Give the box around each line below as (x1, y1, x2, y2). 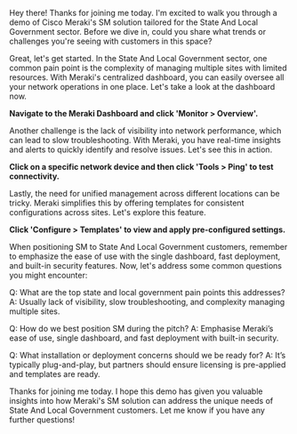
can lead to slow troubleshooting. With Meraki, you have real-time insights (9, 135, 282, 145)
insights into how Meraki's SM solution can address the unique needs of (9, 396, 274, 406)
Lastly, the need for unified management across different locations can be (9, 189, 280, 198)
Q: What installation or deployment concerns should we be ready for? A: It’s (9, 350, 286, 360)
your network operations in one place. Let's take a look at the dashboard (9, 82, 276, 92)
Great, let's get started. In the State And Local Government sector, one (9, 53, 268, 63)
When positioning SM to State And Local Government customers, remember (9, 242, 288, 252)
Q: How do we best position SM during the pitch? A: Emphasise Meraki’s (9, 324, 274, 334)
